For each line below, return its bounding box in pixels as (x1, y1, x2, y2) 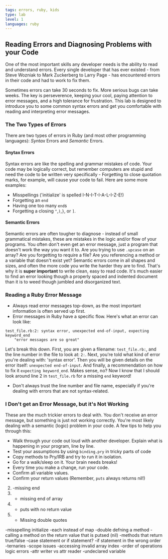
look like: (12, 319, 31, 325)
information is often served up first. (12, 308, 86, 314)
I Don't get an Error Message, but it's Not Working (5, 400, 129, 407)
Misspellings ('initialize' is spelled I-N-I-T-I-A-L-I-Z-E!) (12, 192, 124, 198)
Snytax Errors (5, 149, 35, 155)
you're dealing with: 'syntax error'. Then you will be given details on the (5, 357, 153, 363)
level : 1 (5, 17, 24, 22)
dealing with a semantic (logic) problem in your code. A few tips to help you (5, 423, 161, 429)
